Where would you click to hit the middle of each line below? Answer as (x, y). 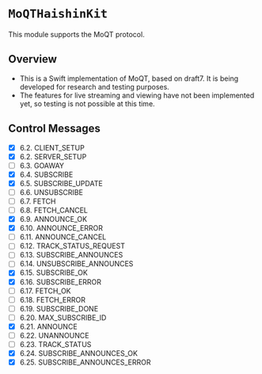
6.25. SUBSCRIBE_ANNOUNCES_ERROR (85, 362)
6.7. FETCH (38, 201)
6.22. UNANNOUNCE (54, 335)
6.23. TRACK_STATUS (55, 344)
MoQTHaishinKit (58, 14)
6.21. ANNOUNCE (48, 326)
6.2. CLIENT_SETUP (52, 147)
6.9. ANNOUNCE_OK (53, 219)
